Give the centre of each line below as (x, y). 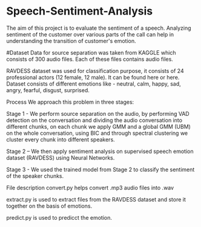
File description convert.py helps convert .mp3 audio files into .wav (90, 188)
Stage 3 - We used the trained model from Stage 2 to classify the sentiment (100, 169)
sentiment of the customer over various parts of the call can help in (90, 34)
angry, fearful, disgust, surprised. (48, 90)
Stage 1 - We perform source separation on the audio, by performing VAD (98, 113)
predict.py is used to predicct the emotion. (59, 217)
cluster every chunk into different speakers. (61, 139)
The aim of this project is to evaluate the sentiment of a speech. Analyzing (99, 28)
